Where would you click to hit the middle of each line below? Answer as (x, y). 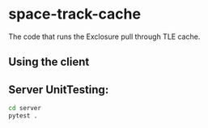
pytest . (23, 116)
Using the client (49, 62)
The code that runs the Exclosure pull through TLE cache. (104, 36)
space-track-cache (75, 14)
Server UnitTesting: (59, 90)
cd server (25, 109)
